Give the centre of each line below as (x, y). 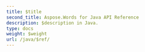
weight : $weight (27, 34)
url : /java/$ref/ (28, 39)
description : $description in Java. (52, 23)
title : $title (24, 12)
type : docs (20, 28)
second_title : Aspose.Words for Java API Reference (72, 17)
